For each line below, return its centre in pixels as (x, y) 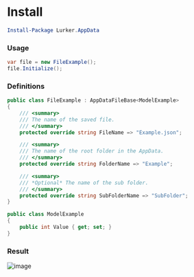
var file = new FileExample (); (52, 63)
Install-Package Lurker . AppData (53, 30)
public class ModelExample (46, 214)
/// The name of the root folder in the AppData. (92, 151)
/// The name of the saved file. (67, 120)
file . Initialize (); (35, 68)
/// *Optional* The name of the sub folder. (84, 183)
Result (18, 251)
